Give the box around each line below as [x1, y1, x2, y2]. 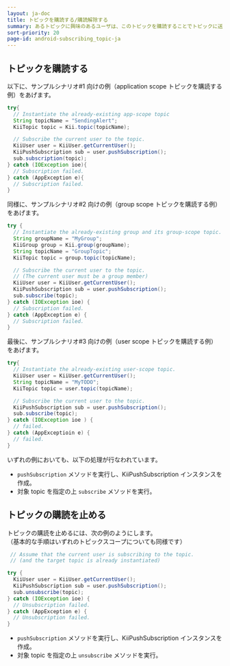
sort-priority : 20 [7, 29, 60, 36]
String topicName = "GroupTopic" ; [13, 248, 112, 254]
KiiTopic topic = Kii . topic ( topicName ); [13, 123, 130, 130]
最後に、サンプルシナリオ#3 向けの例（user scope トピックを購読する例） [7, 337, 218, 346]
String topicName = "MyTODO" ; [13, 379, 99, 385]
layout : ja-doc [7, 10, 51, 17]
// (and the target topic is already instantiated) [10, 557, 161, 564]
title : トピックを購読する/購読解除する [7, 16, 108, 23]
